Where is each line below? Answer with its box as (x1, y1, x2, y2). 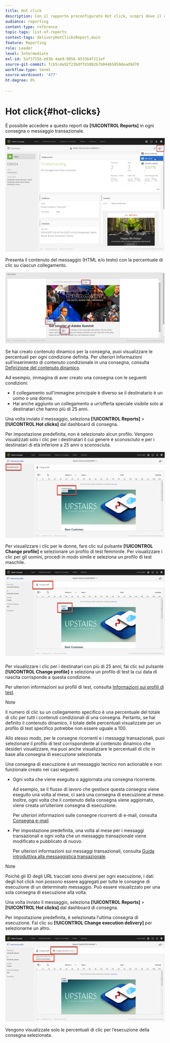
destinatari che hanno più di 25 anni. (12, 406, 89, 412)
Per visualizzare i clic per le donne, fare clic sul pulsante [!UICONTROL (5, 543, 153, 549)
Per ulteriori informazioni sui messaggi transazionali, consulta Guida (12, 848, 155, 854)
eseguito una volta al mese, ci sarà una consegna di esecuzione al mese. (12, 791, 165, 797)
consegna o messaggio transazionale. (5, 127, 84, 134)
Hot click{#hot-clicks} (5, 106, 101, 117)
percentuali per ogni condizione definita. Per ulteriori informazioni (5, 354, 143, 360)
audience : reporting (5, 19, 49, 24)
